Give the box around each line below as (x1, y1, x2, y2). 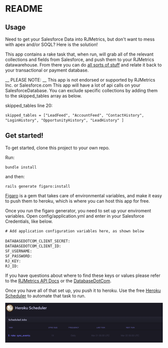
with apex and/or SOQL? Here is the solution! (5, 42, 98, 48)
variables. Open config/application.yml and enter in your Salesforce (5, 213, 144, 219)
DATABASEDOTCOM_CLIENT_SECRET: (5, 238, 70, 243)
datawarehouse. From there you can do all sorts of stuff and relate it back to (5, 62, 162, 68)
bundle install (5, 165, 37, 170)
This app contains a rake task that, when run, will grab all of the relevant (5, 51, 154, 57)
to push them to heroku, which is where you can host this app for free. (5, 198, 150, 204)
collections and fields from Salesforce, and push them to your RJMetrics (5, 57, 154, 63)
